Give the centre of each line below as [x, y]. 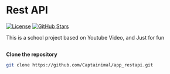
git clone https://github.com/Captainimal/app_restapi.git [80, 65]
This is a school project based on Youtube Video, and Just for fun [85, 37]
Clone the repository [32, 54]
